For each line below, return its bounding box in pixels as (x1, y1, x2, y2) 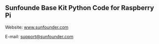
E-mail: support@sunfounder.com (5, 33, 74, 39)
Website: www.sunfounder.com (5, 24, 69, 30)
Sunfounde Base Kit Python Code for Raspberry (5, 4, 155, 12)
